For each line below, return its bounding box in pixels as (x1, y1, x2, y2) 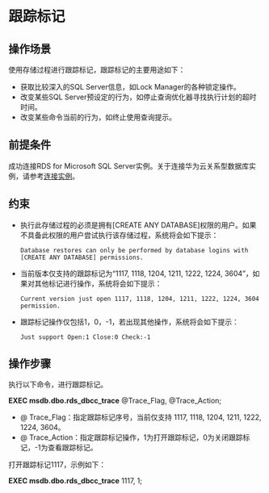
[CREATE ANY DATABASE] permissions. (19, 253, 144, 261)
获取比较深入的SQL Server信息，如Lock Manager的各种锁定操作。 (19, 82, 241, 91)
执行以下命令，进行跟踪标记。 (8, 380, 107, 390)
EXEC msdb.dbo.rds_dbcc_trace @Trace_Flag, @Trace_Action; (8, 396, 222, 406)
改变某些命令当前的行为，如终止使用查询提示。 (19, 112, 176, 122)
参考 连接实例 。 (29, 171, 79, 181)
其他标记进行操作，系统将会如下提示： (34, 278, 162, 288)
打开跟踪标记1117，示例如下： (8, 460, 107, 470)
